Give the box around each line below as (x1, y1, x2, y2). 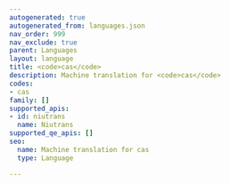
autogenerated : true (9, 12, 86, 22)
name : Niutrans (17, 121, 74, 130)
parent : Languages (9, 46, 78, 55)
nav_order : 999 (9, 29, 66, 38)
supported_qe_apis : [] (9, 129, 94, 138)
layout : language (9, 54, 74, 63)
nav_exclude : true (9, 37, 78, 47)
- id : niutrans (9, 112, 66, 121)
